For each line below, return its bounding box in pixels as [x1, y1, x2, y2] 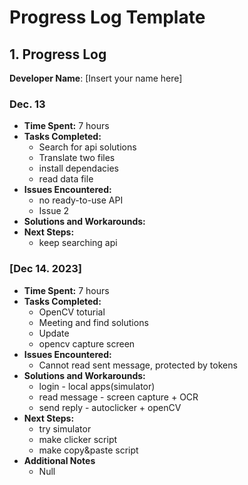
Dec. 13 [9, 97, 46, 111]
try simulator [38, 422, 92, 435]
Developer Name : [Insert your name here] [9, 72, 183, 84]
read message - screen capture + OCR [38, 391, 199, 403]
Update [38, 327, 70, 339]
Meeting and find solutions [38, 316, 149, 328]
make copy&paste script [38, 444, 139, 456]
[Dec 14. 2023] [9, 262, 82, 276]
